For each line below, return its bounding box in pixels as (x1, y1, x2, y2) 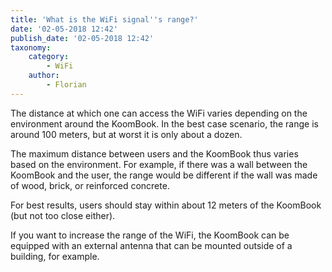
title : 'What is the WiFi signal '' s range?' (10, 14, 199, 25)
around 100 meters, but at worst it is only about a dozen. (10, 128, 243, 140)
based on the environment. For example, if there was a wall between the (10, 158, 308, 170)
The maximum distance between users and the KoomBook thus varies (10, 147, 299, 160)
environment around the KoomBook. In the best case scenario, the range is (10, 117, 319, 130)
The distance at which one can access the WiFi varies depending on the (10, 107, 308, 119)
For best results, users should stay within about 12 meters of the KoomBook (10, 199, 322, 211)
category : (28, 52, 70, 62)
